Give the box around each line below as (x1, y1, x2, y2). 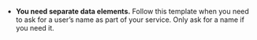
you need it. (15, 24, 55, 32)
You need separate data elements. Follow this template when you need (15, 7, 250, 16)
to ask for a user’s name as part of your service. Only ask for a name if (15, 15, 244, 24)
